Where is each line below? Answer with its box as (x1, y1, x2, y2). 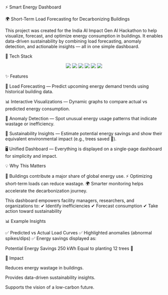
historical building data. (5, 89, 53, 94)
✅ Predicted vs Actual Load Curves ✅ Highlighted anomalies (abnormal (5, 230, 152, 235)
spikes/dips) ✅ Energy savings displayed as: (5, 235, 96, 241)
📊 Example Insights (5, 218, 46, 224)
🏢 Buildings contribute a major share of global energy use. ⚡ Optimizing (5, 173, 152, 179)
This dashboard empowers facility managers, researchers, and (5, 197, 134, 203)
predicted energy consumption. (5, 106, 70, 112)
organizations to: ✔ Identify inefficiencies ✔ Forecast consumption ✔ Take (5, 203, 158, 209)
